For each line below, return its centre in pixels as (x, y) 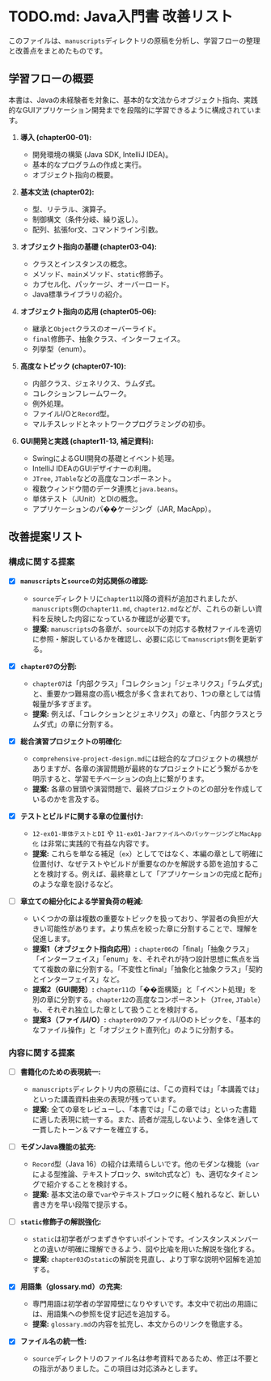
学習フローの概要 (51, 79)
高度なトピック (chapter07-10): (73, 366)
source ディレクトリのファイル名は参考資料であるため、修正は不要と (146, 1358)
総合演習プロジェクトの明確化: (71, 741)
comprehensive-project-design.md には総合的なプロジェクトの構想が (145, 758)
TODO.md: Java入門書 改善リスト (121, 17)
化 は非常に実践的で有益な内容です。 (93, 843)
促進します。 (53, 938)
